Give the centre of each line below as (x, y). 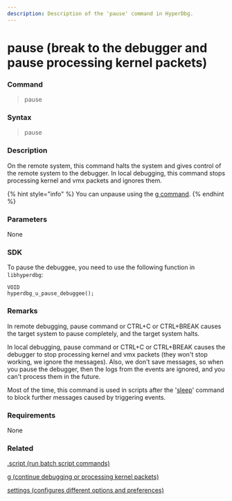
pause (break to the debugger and (107, 48)
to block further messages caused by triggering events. (87, 397)
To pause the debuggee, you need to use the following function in (101, 267)
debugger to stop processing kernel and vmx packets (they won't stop (107, 354)
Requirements (32, 415)
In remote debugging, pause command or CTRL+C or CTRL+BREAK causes (114, 326)
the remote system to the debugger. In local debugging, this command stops (116, 173)
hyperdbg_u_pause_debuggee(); (51, 294)
